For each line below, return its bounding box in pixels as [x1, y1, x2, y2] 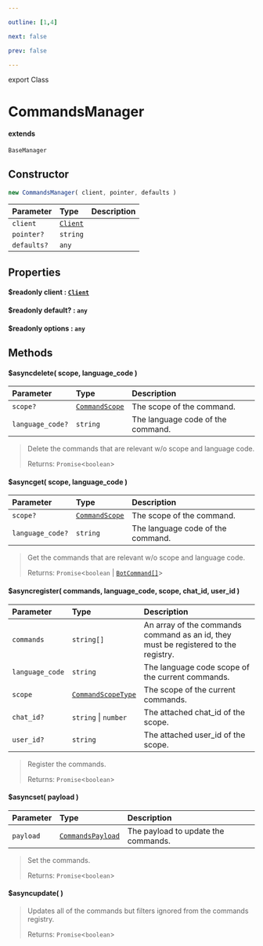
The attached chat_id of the [143, 707, 245, 718]
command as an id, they [143, 629, 232, 640]
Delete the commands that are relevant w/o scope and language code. [27, 444, 255, 454]
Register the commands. [27, 759, 106, 769]
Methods [8, 346, 53, 360]
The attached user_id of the [143, 729, 246, 740]
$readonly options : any [8, 323, 86, 333]
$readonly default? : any [8, 305, 88, 315]
